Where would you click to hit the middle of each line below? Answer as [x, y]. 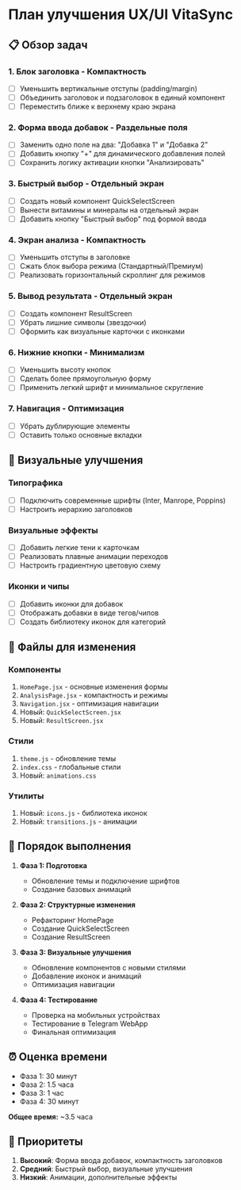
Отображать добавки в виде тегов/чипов [89, 613]
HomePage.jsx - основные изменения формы [94, 687]
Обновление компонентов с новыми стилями [109, 967]
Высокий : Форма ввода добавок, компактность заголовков [121, 1161]
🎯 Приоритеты [46, 1141]
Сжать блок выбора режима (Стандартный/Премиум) [111, 266]
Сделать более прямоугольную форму [86, 379]
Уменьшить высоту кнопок [65, 369]
